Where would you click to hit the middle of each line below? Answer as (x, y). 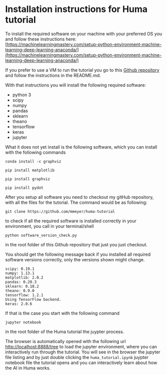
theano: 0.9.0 (20, 291)
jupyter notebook (23, 322)
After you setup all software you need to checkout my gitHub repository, (79, 197)
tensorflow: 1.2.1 (24, 295)
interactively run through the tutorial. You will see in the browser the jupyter (83, 352)
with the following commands (35, 152)
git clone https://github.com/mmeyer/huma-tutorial (60, 211)
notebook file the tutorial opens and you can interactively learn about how (81, 362)
